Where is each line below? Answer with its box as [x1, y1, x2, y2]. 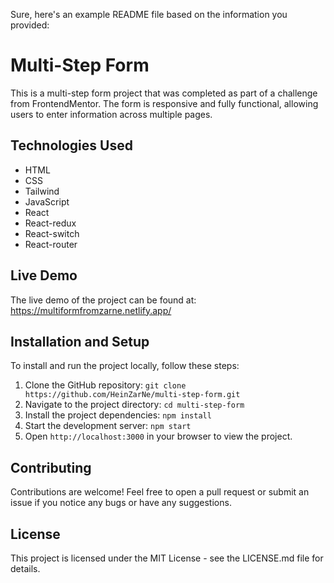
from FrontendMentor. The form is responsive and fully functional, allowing [10, 97, 319, 109]
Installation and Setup [10, 333, 150, 350]
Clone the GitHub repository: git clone [24, 379, 187, 391]
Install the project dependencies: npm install [24, 409, 212, 421]
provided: [10, 19, 50, 31]
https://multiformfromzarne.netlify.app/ [10, 304, 172, 316]
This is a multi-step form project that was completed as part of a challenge [10, 87, 318, 99]
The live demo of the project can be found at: [10, 294, 197, 306]
